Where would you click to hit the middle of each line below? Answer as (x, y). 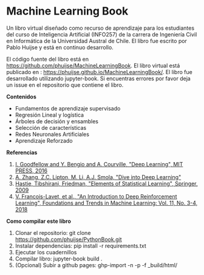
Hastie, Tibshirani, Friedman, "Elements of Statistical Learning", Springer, (106, 183)
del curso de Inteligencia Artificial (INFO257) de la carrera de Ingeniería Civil (102, 34)
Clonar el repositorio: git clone (53, 233)
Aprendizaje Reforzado (44, 140)
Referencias (22, 152)
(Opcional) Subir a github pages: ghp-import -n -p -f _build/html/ (96, 265)
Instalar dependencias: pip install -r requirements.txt (81, 246)
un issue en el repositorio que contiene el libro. (65, 85)
